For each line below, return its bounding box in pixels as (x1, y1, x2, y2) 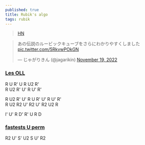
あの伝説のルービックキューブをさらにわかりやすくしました (17, 41, 140, 47)
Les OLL (5, 70, 25, 77)
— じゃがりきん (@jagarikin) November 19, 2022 (17, 57, 117, 63)
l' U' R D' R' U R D (5, 111, 41, 117)
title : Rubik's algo (5, 12, 48, 17)
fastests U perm (5, 123, 45, 130)
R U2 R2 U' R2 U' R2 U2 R (5, 101, 58, 107)
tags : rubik (5, 17, 30, 22)
